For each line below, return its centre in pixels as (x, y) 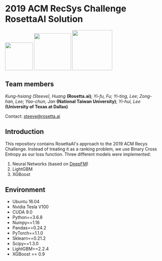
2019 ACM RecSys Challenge (66, 9)
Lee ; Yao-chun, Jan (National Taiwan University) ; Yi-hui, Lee (78, 101)
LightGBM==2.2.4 (31, 249)
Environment (25, 190)
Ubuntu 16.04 (26, 202)
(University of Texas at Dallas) (36, 106)
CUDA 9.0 (22, 212)
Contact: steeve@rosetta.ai (33, 116)
